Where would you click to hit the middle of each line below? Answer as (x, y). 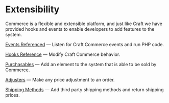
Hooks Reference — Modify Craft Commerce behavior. (63, 54)
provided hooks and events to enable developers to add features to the (80, 29)
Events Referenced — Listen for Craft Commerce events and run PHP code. (85, 44)
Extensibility (32, 9)
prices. (13, 95)
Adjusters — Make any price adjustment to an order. (60, 79)
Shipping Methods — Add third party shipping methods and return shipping (84, 89)
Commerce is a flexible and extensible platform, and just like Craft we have (84, 24)
